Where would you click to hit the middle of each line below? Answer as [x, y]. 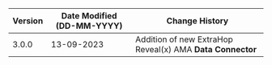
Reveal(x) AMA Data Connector [196, 49]
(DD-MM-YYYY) [89, 26]
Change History [198, 21]
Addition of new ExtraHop [184, 39]
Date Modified [89, 16]
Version [28, 21]
